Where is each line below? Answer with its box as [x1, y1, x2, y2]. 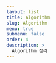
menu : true [6, 25, 34, 32]
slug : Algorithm [6, 20, 47, 26]
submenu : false [6, 31, 45, 37]
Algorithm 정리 [12, 48, 47, 54]
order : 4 [6, 37, 29, 43]
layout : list [6, 8, 40, 15]
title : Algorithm [6, 14, 51, 20]
